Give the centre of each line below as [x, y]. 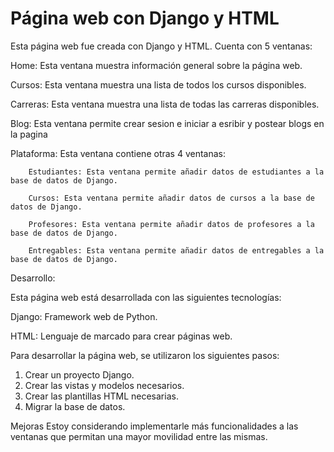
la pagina [29, 134]
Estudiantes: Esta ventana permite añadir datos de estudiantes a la [176, 172]
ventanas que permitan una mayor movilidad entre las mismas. [139, 436]
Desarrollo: [33, 278]
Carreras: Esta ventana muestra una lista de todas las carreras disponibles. [165, 104]
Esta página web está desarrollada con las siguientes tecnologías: [146, 297]
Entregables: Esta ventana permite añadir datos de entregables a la [176, 250]
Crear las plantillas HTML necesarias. [101, 396]
